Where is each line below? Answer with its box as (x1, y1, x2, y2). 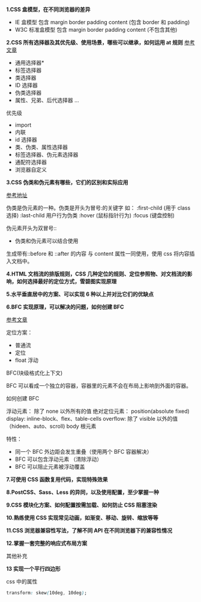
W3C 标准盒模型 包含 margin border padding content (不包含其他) (14, 26, 178, 33)
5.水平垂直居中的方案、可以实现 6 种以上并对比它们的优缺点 (6, 290, 154, 298)
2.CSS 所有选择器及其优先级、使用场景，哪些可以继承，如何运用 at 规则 (6, 39, 183, 46)
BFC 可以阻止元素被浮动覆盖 (14, 463, 85, 470)
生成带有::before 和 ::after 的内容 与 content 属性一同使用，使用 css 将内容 (6, 250, 190, 257)
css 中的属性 (6, 578, 38, 585)
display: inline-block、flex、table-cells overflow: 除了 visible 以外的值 (6, 415, 178, 422)
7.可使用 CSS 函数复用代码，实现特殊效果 (6, 476, 108, 483)
